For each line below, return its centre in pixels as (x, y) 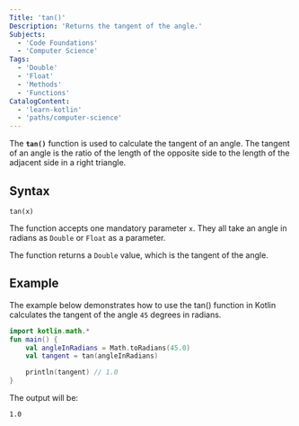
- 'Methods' (40, 84)
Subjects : (28, 34)
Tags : (19, 59)
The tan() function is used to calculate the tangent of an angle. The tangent (149, 144)
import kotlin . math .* (50, 331)
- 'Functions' (44, 93)
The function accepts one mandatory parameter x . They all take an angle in (148, 228)
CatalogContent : (40, 101)
